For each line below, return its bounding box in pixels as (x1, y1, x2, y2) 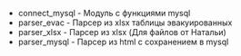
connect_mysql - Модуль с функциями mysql (17, 8, 191, 18)
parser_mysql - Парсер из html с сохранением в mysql (17, 36, 229, 47)
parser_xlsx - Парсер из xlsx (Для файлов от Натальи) (17, 27, 227, 37)
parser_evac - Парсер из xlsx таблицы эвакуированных (17, 17, 233, 28)
